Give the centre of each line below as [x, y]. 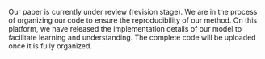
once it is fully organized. [50, 46]
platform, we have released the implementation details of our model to [125, 29]
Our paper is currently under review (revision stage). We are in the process [133, 12]
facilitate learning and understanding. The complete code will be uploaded [132, 37]
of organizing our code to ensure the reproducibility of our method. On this [132, 20]
